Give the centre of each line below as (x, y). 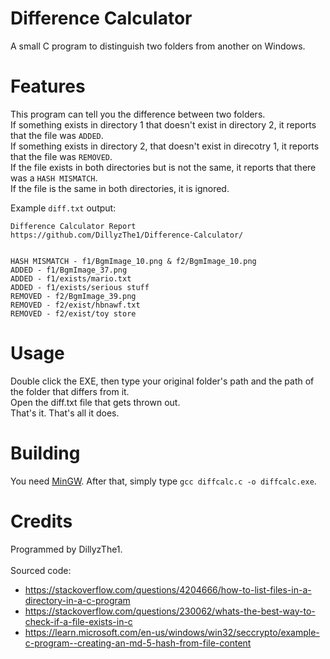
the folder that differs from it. (70, 391)
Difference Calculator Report (73, 226)
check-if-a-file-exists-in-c (78, 621)
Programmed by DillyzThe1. (66, 549)
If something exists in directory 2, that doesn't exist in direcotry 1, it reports (165, 146)
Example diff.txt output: (63, 208)
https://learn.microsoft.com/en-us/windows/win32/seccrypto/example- (172, 632)
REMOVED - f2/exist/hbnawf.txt (75, 305)
